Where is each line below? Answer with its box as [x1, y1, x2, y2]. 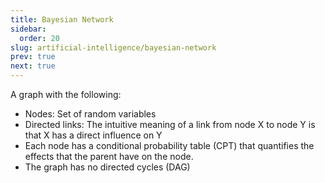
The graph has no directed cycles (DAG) [24, 161, 191, 173]
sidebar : [10, 24, 47, 34]
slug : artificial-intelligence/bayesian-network [10, 42, 217, 53]
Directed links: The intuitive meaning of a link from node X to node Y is [24, 119, 316, 130]
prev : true [10, 52, 56, 62]
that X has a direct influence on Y [24, 129, 163, 141]
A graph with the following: [10, 89, 122, 100]
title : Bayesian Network [10, 14, 114, 25]
